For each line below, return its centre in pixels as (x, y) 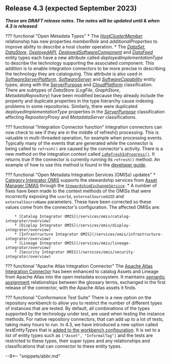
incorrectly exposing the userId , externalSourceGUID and (65, 196)
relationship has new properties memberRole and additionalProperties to (81, 41)
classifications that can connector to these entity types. (64, 346)
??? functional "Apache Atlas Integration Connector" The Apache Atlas (79, 266)
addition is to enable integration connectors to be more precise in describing (85, 68)
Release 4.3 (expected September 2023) (71, 8)
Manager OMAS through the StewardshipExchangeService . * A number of (81, 185)
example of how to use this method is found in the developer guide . (76, 164)
